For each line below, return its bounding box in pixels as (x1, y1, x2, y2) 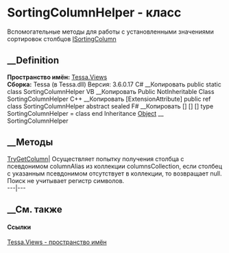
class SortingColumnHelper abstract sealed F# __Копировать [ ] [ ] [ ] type (7, 101, 214, 110)
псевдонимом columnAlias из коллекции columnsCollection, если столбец (7, 162, 223, 170)
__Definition (7, 55, 60, 67)
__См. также (7, 204, 63, 215)
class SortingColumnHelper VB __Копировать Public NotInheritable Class (7, 87, 215, 95)
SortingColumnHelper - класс (7, 5, 182, 21)
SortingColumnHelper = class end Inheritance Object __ (7, 109, 164, 117)
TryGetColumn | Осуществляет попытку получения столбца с (7, 154, 184, 162)
